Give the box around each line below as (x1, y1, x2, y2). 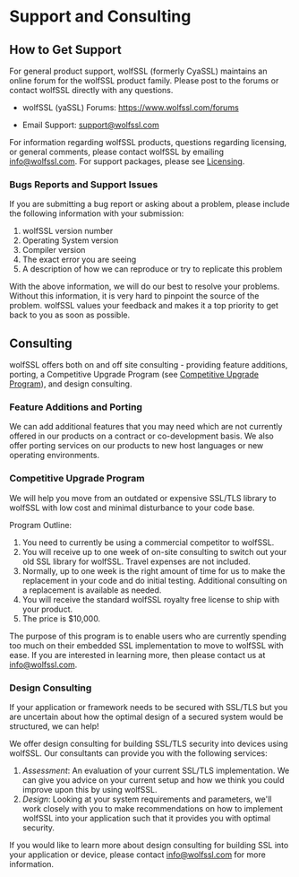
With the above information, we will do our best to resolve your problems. (9, 281, 280, 292)
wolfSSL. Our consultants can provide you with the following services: (9, 748, 268, 759)
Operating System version (21, 235, 119, 246)
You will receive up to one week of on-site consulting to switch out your (21, 546, 287, 557)
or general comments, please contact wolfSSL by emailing (9, 146, 225, 157)
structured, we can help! (9, 721, 100, 732)
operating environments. (9, 450, 100, 461)
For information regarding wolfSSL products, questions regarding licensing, (9, 137, 287, 147)
